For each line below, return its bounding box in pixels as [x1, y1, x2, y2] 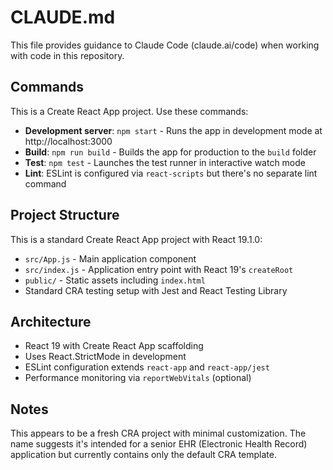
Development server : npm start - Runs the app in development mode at [24, 124, 323, 136]
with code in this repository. [10, 49, 125, 61]
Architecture [10, 313, 92, 330]
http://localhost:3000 [24, 135, 113, 147]
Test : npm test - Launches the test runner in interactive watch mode [24, 156, 306, 168]
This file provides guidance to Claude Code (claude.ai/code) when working [10, 39, 320, 51]
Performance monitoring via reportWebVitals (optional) [24, 372, 252, 384]
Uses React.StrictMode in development [24, 351, 187, 363]
